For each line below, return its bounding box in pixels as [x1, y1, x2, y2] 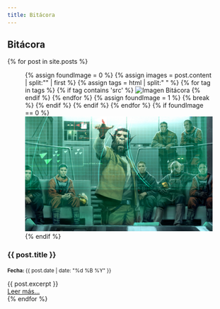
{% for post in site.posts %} [7, 57, 88, 66]
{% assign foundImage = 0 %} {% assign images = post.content [25, 71, 212, 79]
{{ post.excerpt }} [7, 280, 59, 288]
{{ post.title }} [7, 249, 57, 259]
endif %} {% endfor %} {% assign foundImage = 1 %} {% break [25, 94, 210, 102]
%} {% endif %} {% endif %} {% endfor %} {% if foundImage [25, 101, 204, 110]
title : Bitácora [7, 11, 55, 18]
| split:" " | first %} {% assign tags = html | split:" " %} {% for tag [25, 79, 211, 87]
